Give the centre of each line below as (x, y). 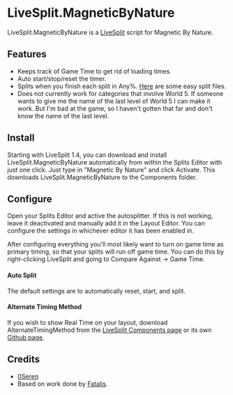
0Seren (28, 376)
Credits (24, 360)
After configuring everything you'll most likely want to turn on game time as (115, 244)
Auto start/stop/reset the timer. (62, 78)
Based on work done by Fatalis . (62, 384)
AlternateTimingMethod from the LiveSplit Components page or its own (110, 330)
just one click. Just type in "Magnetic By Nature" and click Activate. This (111, 169)
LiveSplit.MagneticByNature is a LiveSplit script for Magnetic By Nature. (111, 32)
